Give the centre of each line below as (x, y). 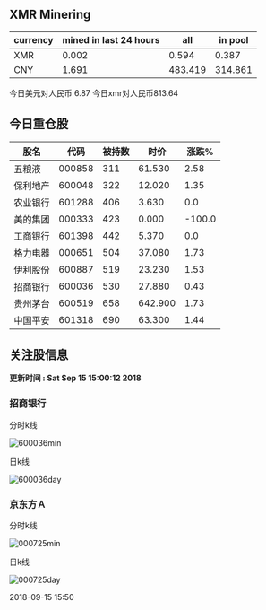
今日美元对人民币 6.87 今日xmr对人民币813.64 (94, 92)
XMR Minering (50, 15)
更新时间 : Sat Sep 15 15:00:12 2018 (75, 378)
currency (34, 39)
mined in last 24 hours (111, 39)
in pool (234, 39)
